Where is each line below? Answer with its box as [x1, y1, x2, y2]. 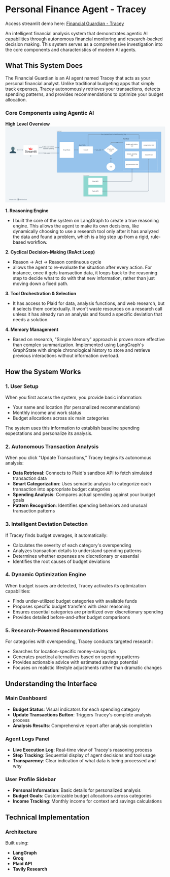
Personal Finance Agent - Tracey [5, 4, 147, 15]
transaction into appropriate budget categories [12, 486, 111, 493]
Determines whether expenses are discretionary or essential [12, 553, 139, 559]
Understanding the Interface [5, 679, 97, 688]
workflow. [27, 239, 48, 245]
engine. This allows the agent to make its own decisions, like [12, 223, 140, 229]
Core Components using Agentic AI [5, 109, 94, 116]
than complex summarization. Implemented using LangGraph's [12, 342, 144, 348]
